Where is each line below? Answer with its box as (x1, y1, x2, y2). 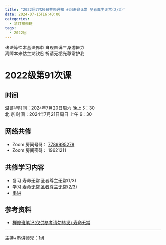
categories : (5, 16, 30, 21)
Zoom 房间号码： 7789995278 (12, 141, 75, 147)
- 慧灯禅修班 (9, 21, 33, 26)
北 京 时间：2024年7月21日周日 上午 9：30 (5, 111, 92, 117)
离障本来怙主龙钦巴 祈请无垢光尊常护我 (5, 50, 84, 56)
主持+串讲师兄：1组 (5, 235, 44, 241)
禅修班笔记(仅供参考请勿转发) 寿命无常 (12, 220, 90, 226)
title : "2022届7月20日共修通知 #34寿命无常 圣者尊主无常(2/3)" (5, 7, 125, 12)
